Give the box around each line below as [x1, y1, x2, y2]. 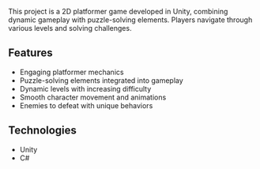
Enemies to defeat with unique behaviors [19, 100, 153, 110]
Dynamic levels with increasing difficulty [19, 84, 152, 93]
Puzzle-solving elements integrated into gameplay [19, 75, 183, 85]
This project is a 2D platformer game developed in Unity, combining [8, 7, 228, 16]
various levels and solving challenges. [8, 24, 132, 32]
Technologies [8, 124, 77, 137]
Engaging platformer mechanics [19, 67, 124, 77]
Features [8, 47, 53, 60]
